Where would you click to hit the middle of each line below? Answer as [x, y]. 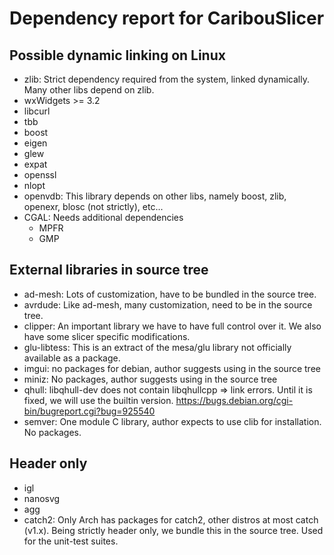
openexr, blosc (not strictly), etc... [93, 206]
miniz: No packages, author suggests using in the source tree [150, 379]
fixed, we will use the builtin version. [98, 400]
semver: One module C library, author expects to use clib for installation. [172, 421]
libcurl [37, 111]
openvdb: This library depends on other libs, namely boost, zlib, [155, 196]
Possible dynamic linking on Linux [117, 55]
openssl [40, 175]
